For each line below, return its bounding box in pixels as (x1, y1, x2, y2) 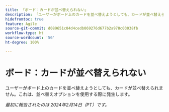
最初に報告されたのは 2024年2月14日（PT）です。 (5, 101, 110, 107)
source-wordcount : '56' (5, 35, 55, 40)
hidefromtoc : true (5, 16, 44, 21)
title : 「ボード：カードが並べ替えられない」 (5, 7, 89, 12)
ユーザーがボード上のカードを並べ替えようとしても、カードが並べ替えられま (5, 84, 163, 90)
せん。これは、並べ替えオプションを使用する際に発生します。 (5, 91, 133, 97)
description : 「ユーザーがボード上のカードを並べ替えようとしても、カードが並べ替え (5, 12, 161, 17)
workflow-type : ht (5, 30, 44, 35)
